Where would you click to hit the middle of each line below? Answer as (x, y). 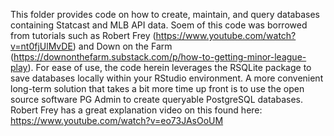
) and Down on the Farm (122, 46)
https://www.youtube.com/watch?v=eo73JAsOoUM (117, 120)
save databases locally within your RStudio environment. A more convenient (167, 78)
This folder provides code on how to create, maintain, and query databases (165, 14)
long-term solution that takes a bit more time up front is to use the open (157, 88)
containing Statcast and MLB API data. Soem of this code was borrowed (159, 25)
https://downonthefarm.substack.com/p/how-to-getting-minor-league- (160, 57)
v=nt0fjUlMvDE (41, 46)
